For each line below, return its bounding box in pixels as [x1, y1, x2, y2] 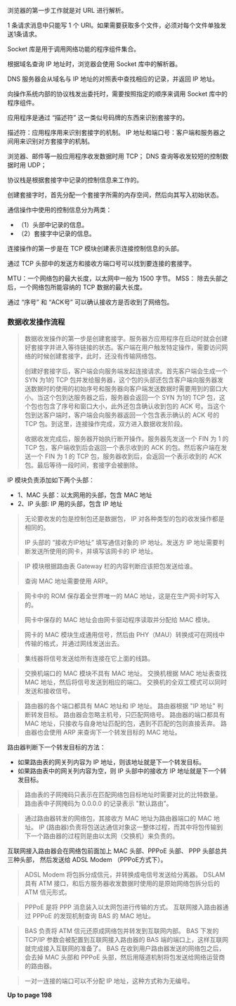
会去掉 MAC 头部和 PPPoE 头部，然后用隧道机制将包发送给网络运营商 [24, 953, 225, 962]
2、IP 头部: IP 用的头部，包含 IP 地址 [17, 500, 123, 508]
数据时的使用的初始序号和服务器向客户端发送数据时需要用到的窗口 [30, 385, 222, 393]
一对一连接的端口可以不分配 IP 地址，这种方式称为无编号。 [24, 976, 195, 986]
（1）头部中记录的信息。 [17, 221, 88, 228]
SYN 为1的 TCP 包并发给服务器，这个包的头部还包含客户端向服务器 [24, 375, 218, 385]
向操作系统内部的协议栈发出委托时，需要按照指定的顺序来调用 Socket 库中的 [7, 90, 228, 98]
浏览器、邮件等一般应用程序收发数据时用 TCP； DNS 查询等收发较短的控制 [7, 152, 223, 160]
